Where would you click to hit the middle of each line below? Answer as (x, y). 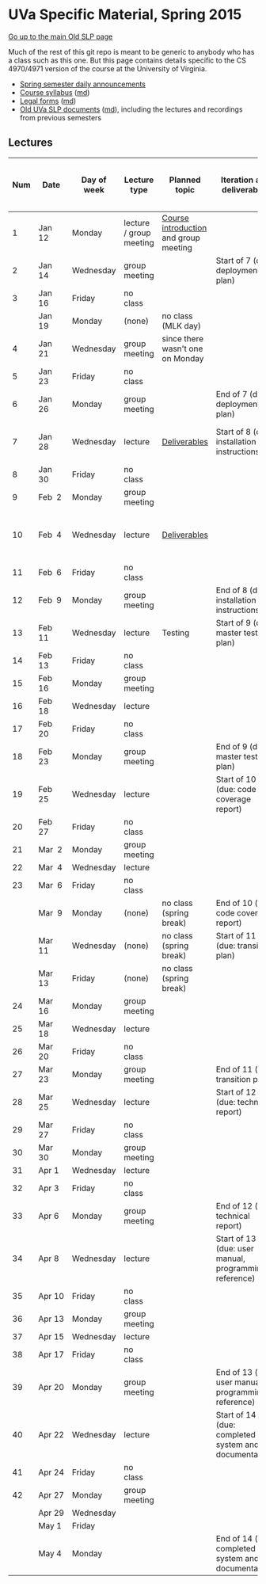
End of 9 (232, 746)
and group (181, 238)
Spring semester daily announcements (83, 84)
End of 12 (234, 1205)
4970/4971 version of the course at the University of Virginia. (108, 68)
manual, (230, 1258)
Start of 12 (236, 1092)
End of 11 (234, 1069)
